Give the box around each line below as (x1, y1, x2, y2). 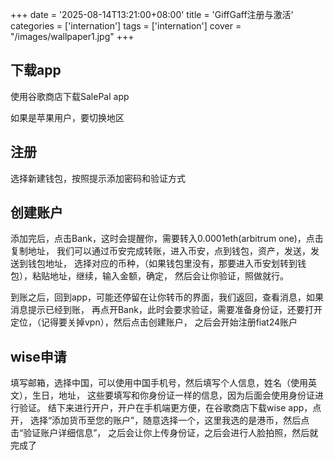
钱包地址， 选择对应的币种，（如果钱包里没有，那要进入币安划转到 (27, 258, 298, 270)
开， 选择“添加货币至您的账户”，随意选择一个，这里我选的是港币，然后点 (10, 414, 310, 427)
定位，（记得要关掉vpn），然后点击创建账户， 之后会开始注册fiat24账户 (10, 316, 298, 328)
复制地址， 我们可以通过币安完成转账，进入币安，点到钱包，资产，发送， (10, 245, 311, 257)
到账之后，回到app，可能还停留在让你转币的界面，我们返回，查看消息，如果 (10, 291, 325, 303)
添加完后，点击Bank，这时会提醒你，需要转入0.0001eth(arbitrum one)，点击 (10, 233, 324, 245)
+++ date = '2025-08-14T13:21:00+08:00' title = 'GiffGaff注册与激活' (10, 9, 294, 20)
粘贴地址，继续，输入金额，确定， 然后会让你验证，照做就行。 (31, 270, 289, 282)
